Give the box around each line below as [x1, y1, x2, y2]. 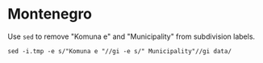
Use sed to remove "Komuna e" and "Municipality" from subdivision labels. [7, 31, 256, 41]
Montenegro [7, 5, 93, 23]
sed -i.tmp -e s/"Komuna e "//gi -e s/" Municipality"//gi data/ [7, 47, 232, 55]
